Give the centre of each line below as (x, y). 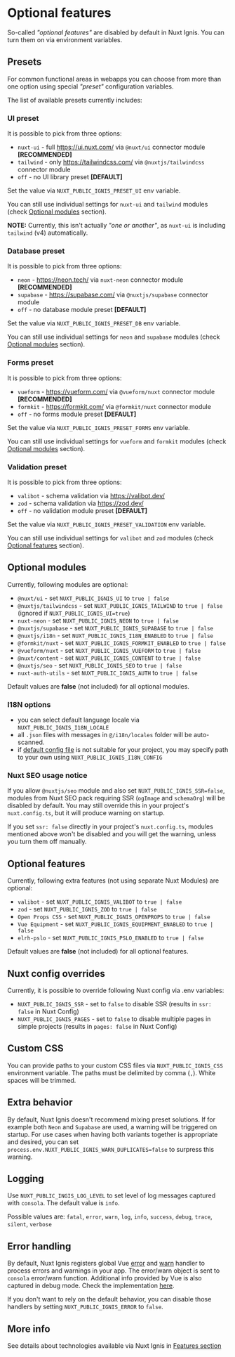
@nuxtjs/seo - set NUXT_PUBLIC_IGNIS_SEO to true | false (100, 665)
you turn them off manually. (47, 842)
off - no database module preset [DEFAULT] (82, 310)
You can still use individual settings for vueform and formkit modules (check (117, 441)
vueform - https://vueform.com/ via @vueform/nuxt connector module (116, 391)
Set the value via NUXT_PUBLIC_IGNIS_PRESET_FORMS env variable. (99, 427)
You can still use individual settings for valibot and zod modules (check (110, 538)
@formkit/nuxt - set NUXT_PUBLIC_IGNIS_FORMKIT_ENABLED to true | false (122, 643)
